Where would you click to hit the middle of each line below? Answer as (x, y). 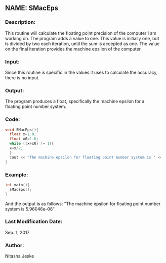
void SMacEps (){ (22, 130)
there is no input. (22, 78)
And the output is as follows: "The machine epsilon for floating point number (83, 204)
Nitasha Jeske (20, 256)
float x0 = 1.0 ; (24, 139)
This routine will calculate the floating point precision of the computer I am (81, 33)
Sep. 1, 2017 (17, 232)
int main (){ (17, 185)
